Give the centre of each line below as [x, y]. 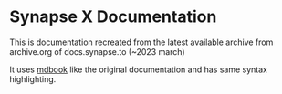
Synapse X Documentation [113, 17]
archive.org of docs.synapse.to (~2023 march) [97, 51]
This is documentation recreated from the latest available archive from [141, 42]
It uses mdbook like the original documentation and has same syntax [138, 69]
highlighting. [33, 78]
